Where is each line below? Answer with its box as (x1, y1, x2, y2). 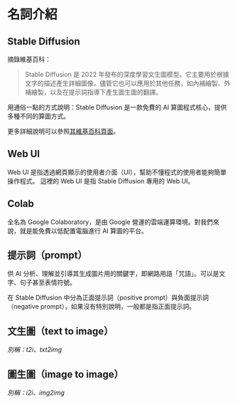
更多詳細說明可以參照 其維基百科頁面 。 (7, 127, 119, 135)
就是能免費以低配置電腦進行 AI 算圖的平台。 (19, 226, 148, 235)
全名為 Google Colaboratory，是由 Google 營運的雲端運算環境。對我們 (7, 218, 213, 226)
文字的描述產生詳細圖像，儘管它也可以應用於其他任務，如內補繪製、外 (24, 79, 231, 87)
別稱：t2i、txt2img (7, 346, 63, 354)
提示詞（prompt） (7, 250, 87, 262)
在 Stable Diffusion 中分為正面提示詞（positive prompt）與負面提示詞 (7, 293, 210, 302)
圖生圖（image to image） (7, 368, 124, 381)
